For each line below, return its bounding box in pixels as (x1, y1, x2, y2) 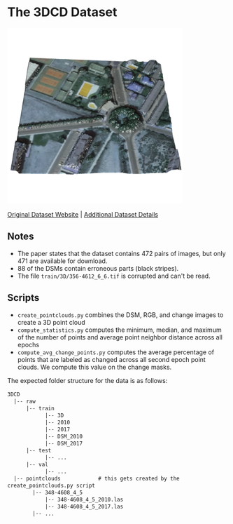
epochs (17, 340, 40, 349)
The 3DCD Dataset (7, 4, 118, 20)
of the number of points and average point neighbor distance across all (17, 332, 223, 341)
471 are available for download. (17, 257, 108, 265)
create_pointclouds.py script (7, 482, 96, 489)
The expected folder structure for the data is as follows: (7, 376, 168, 384)
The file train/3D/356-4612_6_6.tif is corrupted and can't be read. (17, 271, 211, 280)
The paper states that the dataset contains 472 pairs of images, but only (17, 249, 226, 257)
